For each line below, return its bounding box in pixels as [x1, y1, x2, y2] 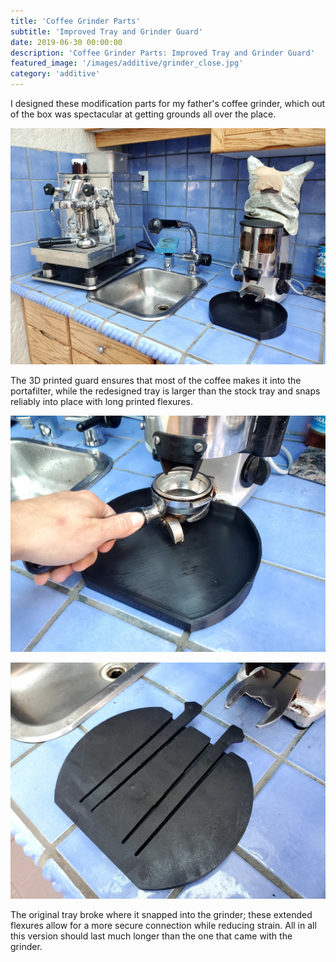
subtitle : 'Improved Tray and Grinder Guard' [10, 26, 203, 37]
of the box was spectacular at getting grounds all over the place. [10, 108, 277, 120]
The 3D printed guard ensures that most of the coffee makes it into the [10, 375, 302, 386]
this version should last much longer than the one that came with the [10, 930, 293, 942]
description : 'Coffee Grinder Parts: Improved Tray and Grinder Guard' [10, 48, 315, 58]
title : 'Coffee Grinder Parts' [10, 16, 141, 26]
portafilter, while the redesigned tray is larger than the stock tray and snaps [10, 385, 321, 397]
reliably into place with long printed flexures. [10, 396, 193, 407]
